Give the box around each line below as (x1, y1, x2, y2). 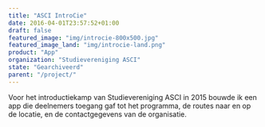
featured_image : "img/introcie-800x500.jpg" (8, 33, 159, 42)
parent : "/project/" (8, 71, 77, 79)
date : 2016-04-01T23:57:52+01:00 (8, 19, 120, 27)
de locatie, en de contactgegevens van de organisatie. (8, 109, 188, 119)
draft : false (8, 26, 52, 34)
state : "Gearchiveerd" (8, 63, 84, 71)
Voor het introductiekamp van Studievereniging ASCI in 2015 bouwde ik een (8, 92, 258, 102)
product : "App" (8, 48, 59, 56)
